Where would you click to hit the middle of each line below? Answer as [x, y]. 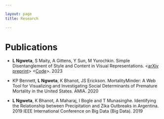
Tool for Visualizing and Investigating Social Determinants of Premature [85, 86]
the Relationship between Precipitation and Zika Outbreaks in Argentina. [85, 106]
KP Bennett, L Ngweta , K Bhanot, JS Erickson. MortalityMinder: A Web [84, 81]
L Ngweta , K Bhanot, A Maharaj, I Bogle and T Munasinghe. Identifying [84, 101]
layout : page [19, 14]
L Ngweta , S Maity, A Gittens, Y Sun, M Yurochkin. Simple [71, 61]
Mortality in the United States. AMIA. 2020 [55, 91]
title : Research [22, 18]
